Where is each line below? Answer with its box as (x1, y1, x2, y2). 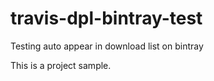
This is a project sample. (10, 59, 112, 71)
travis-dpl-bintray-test (10, 7, 203, 30)
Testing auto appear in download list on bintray (10, 40, 204, 52)
